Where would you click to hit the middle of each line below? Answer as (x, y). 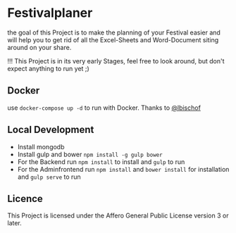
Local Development (51, 130)
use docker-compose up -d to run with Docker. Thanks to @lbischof (104, 108)
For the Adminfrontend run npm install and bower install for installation (123, 169)
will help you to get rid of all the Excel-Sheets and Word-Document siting (113, 39)
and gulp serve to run (49, 177)
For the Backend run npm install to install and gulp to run (101, 162)
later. (15, 223)
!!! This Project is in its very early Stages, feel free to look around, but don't (116, 61)
